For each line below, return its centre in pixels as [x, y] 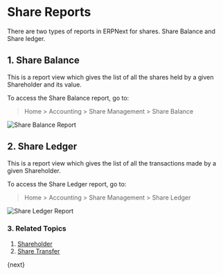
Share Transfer [38, 251]
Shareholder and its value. [44, 85]
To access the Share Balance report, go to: [68, 98]
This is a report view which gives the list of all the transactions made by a [112, 163]
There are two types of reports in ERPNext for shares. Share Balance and [111, 31]
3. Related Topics [37, 229]
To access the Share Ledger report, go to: [67, 184]
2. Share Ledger [42, 147]
